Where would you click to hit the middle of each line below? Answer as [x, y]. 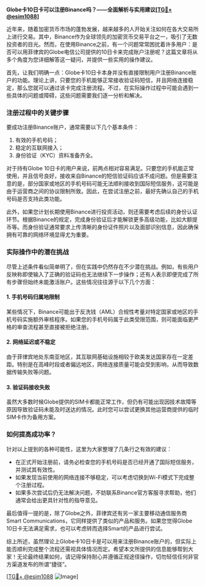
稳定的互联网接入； [39, 148]
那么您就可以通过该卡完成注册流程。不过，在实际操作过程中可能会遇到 [105, 88]
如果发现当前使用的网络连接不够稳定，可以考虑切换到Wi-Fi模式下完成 [102, 477]
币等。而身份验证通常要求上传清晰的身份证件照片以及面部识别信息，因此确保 [103, 227]
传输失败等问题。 [33, 372]
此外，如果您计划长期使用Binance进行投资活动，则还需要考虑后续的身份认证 [102, 212]
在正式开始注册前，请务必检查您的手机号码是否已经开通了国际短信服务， [106, 462]
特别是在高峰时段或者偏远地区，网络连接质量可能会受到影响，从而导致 [105, 364]
